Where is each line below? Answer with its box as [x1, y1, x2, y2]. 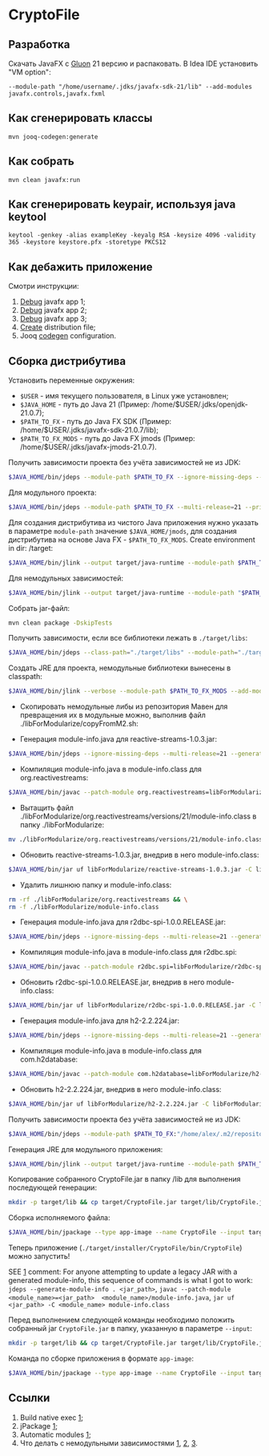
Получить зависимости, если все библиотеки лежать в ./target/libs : [8, 633, 248, 643]
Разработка [8, 38, 70, 51]
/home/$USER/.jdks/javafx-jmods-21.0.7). [19, 443, 158, 452]
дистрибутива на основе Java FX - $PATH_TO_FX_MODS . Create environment [8, 535, 255, 544]
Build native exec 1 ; [19, 1413, 84, 1422]
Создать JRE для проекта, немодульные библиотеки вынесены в [8, 663, 231, 673]
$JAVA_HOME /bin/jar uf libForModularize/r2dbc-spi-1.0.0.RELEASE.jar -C [8, 1001, 256, 1009]
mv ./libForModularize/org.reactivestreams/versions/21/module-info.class [8, 835, 263, 843]
